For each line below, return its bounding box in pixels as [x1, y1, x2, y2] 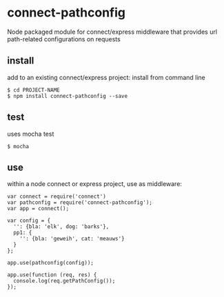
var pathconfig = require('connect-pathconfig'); [7, 199, 153, 206]
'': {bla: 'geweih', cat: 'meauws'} [19, 236, 125, 243]
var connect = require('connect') [7, 193, 107, 201]
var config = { [7, 217, 51, 225]
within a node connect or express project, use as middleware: [7, 180, 183, 188]
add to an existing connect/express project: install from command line [7, 73, 205, 81]
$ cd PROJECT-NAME [7, 86, 60, 94]
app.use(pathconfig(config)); [7, 260, 94, 267]
